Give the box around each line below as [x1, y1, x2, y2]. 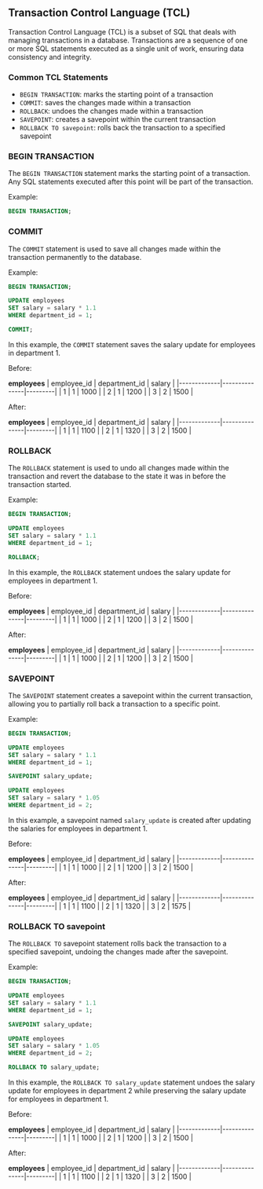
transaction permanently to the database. [8, 252, 142, 262]
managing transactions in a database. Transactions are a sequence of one [8, 35, 248, 45]
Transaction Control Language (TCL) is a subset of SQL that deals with [8, 27, 237, 36]
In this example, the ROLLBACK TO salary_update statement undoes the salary [8, 1077, 255, 1087]
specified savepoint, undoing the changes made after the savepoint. [8, 947, 229, 957]
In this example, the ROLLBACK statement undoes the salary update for [8, 567, 232, 576]
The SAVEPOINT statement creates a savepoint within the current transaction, [8, 690, 254, 700]
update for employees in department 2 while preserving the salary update [8, 1086, 247, 1096]
